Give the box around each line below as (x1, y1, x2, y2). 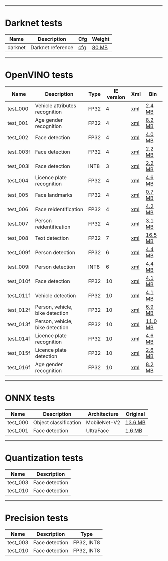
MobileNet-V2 (86, 419, 121, 426)
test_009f (7, 249, 31, 256)
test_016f (7, 364, 31, 371)
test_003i (7, 163, 30, 170)
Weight (92, 35, 110, 42)
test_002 (7, 134, 29, 141)
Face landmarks (35, 191, 73, 198)
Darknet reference (30, 44, 74, 51)
